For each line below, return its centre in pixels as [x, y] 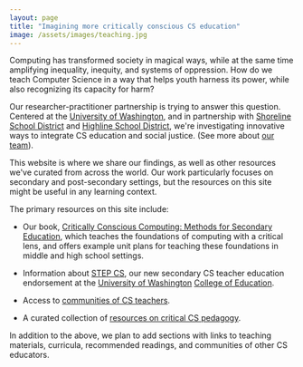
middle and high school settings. [83, 256]
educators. [29, 355]
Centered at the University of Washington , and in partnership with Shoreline [151, 116]
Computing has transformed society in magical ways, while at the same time [151, 61]
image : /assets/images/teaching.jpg [78, 34]
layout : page [34, 18]
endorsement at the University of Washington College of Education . [148, 283]
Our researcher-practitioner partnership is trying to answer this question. [145, 107]
